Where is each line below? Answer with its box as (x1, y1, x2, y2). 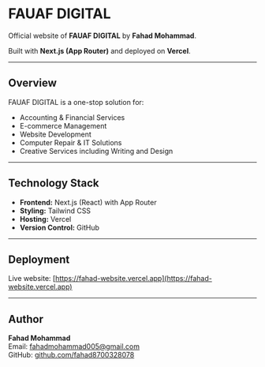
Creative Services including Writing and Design (19, 146, 174, 155)
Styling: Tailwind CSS (19, 206, 91, 215)
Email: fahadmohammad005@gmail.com (8, 342, 140, 351)
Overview (8, 77, 58, 90)
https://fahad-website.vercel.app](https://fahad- (54, 274, 213, 283)
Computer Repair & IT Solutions (19, 137, 122, 147)
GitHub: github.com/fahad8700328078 (8, 350, 135, 360)
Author (8, 313, 43, 326)
